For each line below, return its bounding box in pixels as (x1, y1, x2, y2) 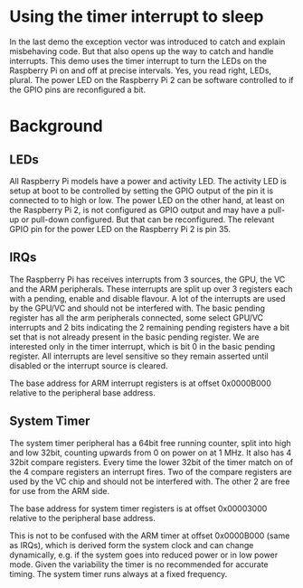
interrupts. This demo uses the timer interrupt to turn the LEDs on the (9, 55, 267, 66)
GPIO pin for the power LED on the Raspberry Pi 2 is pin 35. (9, 223, 232, 234)
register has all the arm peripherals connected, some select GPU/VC (9, 312, 264, 322)
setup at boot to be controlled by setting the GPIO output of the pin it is (9, 185, 274, 196)
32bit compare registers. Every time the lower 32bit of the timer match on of (9, 456, 294, 467)
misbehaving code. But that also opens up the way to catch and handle (9, 45, 274, 56)
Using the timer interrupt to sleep (9, 6, 264, 27)
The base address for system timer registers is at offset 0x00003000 (9, 503, 268, 514)
